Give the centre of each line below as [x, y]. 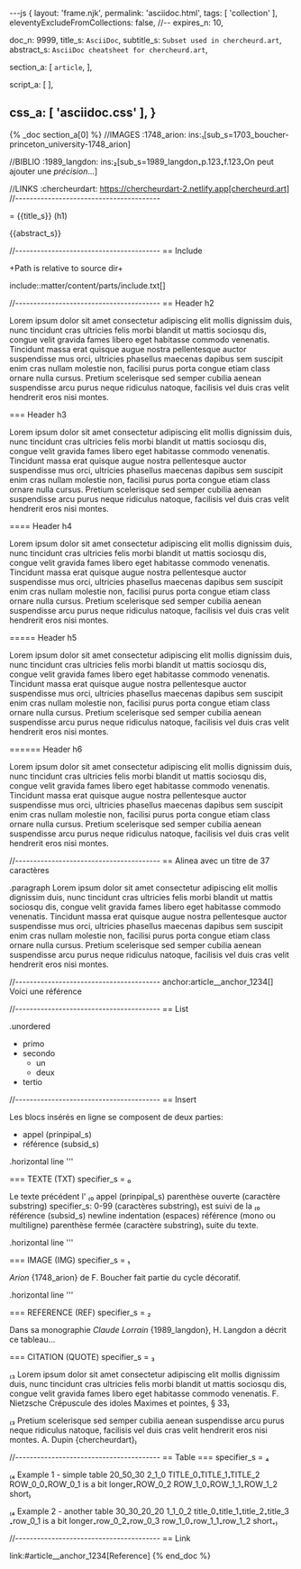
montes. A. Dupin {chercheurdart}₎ [73, 1439]
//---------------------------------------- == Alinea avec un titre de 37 [140, 861]
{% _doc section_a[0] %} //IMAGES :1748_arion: [98, 134]
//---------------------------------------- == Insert [103, 1099]
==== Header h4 [41, 525]
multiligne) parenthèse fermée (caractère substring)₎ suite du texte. [134, 1225]
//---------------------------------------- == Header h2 [112, 303]
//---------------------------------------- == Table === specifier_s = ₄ [139, 1457]
